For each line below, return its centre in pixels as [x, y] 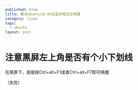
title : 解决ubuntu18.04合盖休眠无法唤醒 [43, 14]
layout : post [18, 32]
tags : [10, 23]
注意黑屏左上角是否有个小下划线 [69, 58]
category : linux [21, 18]
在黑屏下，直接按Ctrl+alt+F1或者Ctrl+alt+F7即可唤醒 [57, 72]
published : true [21, 9]
